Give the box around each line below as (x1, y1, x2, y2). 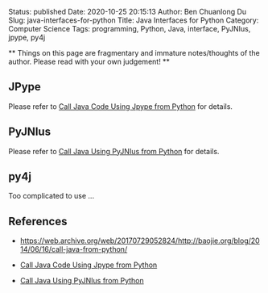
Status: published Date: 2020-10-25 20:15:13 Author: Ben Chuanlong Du (8, 7, 247, 16)
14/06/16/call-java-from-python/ (19, 245, 128, 254)
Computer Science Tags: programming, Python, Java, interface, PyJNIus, (8, 24, 251, 33)
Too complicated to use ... (8, 191, 95, 201)
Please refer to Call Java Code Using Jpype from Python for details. (8, 101, 233, 111)
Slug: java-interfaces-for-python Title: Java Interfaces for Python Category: (8, 15, 259, 25)
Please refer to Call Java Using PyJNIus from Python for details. (8, 146, 220, 156)
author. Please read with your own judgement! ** (8, 57, 171, 66)
